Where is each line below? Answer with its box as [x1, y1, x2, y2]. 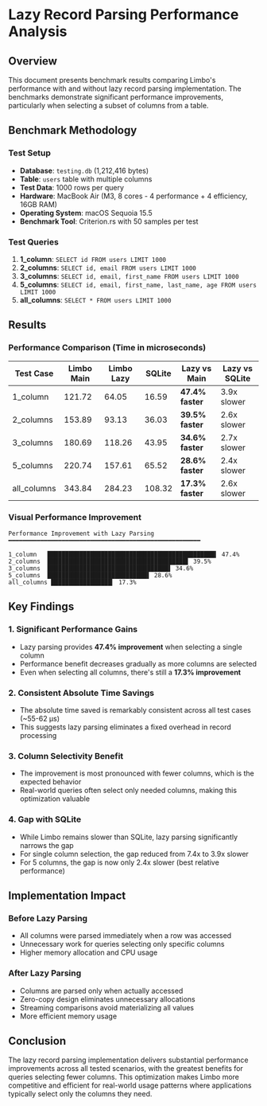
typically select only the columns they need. [8, 1089, 153, 1099]
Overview [8, 54, 58, 68]
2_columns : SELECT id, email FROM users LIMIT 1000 [19, 263, 196, 272]
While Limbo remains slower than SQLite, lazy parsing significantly [19, 832, 238, 842]
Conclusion [8, 1034, 67, 1048]
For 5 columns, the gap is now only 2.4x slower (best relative [19, 858, 220, 867]
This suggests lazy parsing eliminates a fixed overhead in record [19, 722, 232, 732]
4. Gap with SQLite [8, 814, 82, 825]
